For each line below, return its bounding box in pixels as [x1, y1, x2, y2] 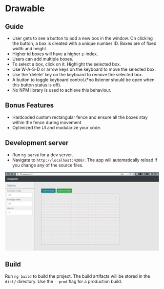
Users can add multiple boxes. [12, 56, 74, 62]
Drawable [5, 3, 45, 14]
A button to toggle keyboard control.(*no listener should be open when [12, 77, 155, 83]
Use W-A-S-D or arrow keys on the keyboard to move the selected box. [12, 66, 156, 72]
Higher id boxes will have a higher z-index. [12, 51, 99, 57]
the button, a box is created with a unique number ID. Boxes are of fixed [12, 41, 157, 46]
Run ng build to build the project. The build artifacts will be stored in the [5, 273, 150, 279]
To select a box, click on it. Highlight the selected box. [12, 62, 121, 67]
